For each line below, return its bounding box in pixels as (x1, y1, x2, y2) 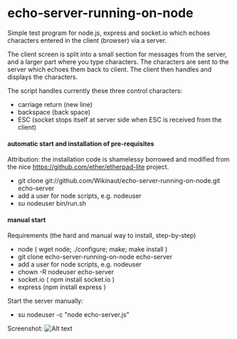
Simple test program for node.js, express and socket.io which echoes (7, 28, 211, 37)
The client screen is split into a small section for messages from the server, (7, 50, 228, 58)
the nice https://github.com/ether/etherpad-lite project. (7, 162, 169, 172)
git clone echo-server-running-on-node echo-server (17, 253, 173, 261)
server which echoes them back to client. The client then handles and (7, 65, 212, 73)
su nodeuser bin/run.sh (17, 199, 87, 208)
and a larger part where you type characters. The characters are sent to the (7, 57, 229, 66)
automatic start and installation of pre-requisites (7, 139, 154, 147)
